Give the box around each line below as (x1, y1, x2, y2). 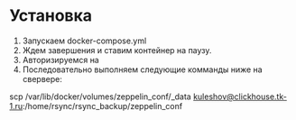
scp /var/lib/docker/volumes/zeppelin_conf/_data (9, 91, 191, 102)
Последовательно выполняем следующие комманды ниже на (22, 64, 264, 75)
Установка (9, 5, 93, 26)
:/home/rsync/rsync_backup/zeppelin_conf (22, 100, 183, 111)
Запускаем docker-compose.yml (22, 35, 147, 46)
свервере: (22, 73, 63, 84)
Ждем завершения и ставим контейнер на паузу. (22, 44, 212, 55)
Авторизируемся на (22, 54, 99, 65)
